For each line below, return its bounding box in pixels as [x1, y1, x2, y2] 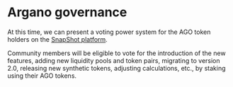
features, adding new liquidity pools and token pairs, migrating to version [7, 56, 221, 64]
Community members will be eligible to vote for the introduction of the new [7, 49, 226, 57]
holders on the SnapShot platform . [7, 35, 108, 43]
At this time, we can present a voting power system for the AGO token [7, 28, 211, 36]
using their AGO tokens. [7, 71, 76, 80]
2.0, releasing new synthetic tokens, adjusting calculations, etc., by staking [7, 64, 226, 72]
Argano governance [7, 4, 127, 21]
